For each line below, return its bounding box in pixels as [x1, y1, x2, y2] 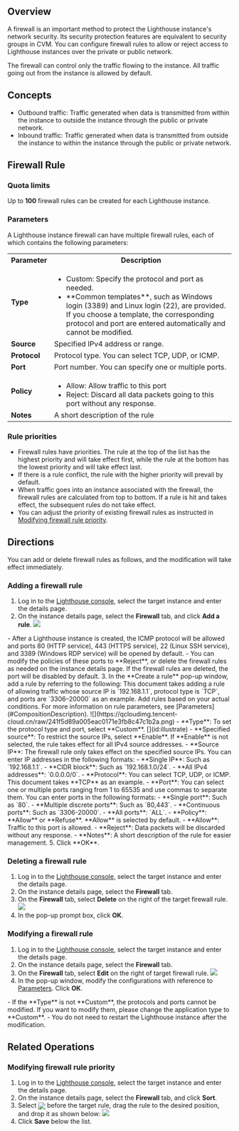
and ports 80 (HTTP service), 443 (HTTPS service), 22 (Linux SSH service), [7, 642, 230, 650]
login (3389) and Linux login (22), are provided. [66, 301, 226, 311]
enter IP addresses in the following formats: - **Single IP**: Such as [7, 755, 210, 764]
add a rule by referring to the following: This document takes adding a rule [7, 679, 225, 688]
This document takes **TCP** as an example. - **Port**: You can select [7, 778, 224, 786]
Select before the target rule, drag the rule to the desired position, [17, 1101, 220, 1110]
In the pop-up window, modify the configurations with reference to [17, 976, 213, 985]
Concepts [7, 89, 52, 102]
